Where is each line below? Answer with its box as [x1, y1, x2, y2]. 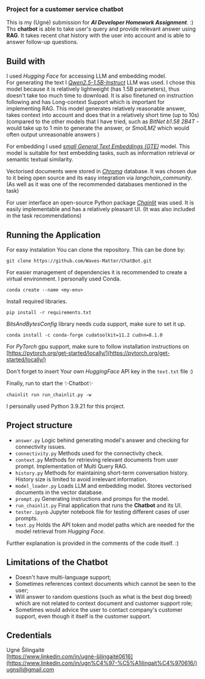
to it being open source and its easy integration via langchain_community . [6, 174, 193, 182]
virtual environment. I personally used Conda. [6, 275, 121, 282]
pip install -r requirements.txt [6, 309, 92, 315]
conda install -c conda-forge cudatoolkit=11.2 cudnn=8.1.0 [6, 332, 163, 338]
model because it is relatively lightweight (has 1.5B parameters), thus [6, 85, 180, 93]
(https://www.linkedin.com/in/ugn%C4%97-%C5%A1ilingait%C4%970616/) [6, 659, 198, 667]
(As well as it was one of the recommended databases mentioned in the [6, 181, 187, 188]
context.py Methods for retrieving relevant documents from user [15, 456, 179, 463]
